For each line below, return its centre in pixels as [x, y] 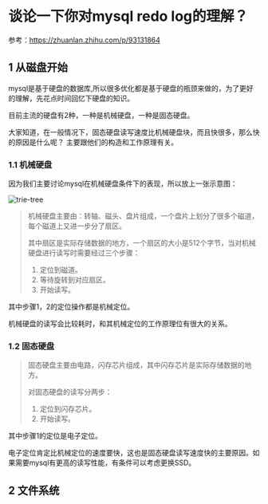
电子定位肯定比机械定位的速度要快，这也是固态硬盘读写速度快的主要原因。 [130, 453]
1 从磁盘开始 [38, 67]
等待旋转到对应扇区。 [75, 280]
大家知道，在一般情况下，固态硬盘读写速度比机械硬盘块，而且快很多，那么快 [134, 132]
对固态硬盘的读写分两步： [70, 392]
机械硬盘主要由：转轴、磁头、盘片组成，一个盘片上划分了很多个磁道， [143, 216]
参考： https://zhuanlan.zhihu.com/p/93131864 [85, 40]
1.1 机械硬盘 [30, 164]
